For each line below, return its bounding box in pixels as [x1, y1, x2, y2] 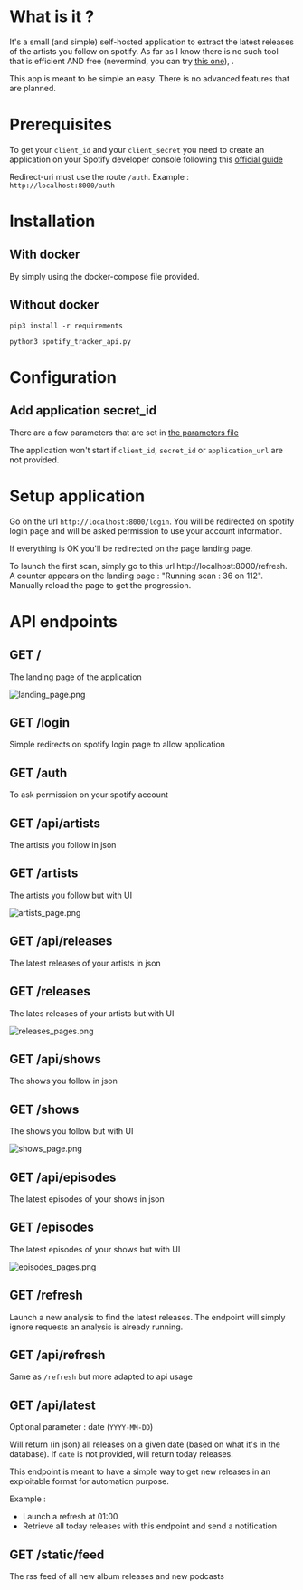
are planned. [9, 82, 57, 93]
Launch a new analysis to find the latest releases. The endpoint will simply [9, 1311, 286, 1322]
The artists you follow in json [9, 840, 117, 851]
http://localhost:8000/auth [9, 181, 116, 190]
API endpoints [9, 611, 118, 632]
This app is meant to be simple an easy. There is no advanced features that [9, 72, 289, 83]
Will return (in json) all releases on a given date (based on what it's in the [9, 1439, 280, 1450]
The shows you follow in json [9, 1075, 118, 1087]
